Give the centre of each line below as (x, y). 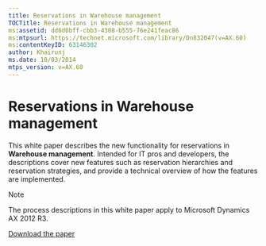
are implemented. (37, 179)
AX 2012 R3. (29, 218)
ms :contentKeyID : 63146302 (53, 45)
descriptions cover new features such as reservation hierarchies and (120, 162)
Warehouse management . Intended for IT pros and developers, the (119, 154)
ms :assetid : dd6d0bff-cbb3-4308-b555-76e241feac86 (94, 30)
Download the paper (42, 233)
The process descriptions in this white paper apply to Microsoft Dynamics (129, 209)
